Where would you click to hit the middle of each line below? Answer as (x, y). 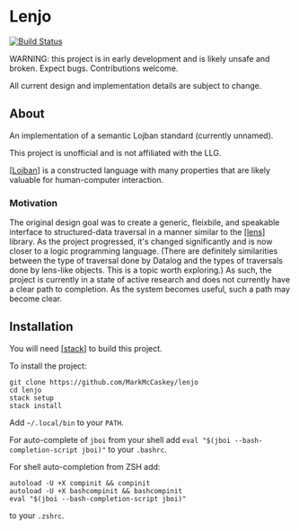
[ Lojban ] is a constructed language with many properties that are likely (140, 170)
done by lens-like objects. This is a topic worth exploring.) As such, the (141, 270)
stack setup (31, 398)
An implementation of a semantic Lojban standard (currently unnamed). (141, 135)
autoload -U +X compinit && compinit (80, 483)
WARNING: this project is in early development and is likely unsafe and (140, 58)
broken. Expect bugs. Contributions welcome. (94, 68)
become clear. (36, 299)
